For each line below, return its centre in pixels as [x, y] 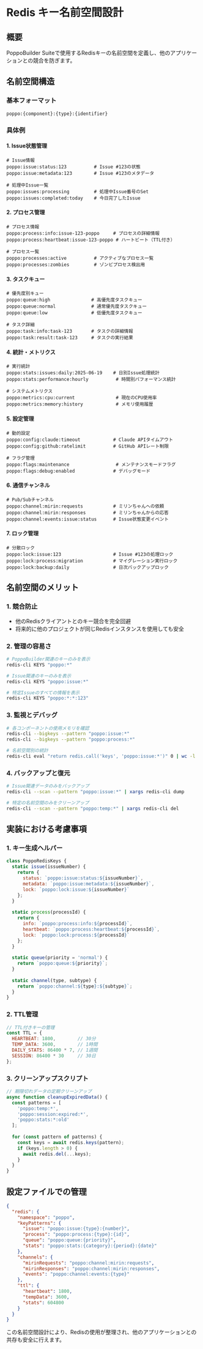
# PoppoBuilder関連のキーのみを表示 [48, 659]
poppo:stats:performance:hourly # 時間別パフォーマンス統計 [91, 380]
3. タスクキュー [26, 279]
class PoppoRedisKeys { [37, 861]
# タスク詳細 [20, 325]
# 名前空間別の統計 [28, 751]
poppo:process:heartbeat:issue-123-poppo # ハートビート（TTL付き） [91, 240]
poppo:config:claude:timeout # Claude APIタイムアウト [90, 440]
